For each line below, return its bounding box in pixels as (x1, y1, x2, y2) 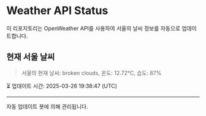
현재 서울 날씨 (6, 52, 55, 62)
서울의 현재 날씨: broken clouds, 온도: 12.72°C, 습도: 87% (21, 69, 162, 76)
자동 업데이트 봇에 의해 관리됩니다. (6, 103, 88, 110)
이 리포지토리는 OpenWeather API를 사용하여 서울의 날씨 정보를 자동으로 (6, 24, 181, 32)
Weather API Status (6, 4, 109, 18)
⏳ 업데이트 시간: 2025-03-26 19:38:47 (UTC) (6, 82, 118, 89)
